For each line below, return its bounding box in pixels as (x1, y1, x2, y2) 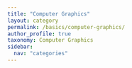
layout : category (7, 17, 59, 24)
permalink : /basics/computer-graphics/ (7, 23, 126, 30)
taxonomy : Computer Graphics (7, 37, 94, 44)
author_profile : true (7, 30, 72, 38)
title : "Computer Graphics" (7, 10, 91, 18)
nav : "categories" (13, 50, 69, 57)
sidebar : (7, 43, 33, 50)
